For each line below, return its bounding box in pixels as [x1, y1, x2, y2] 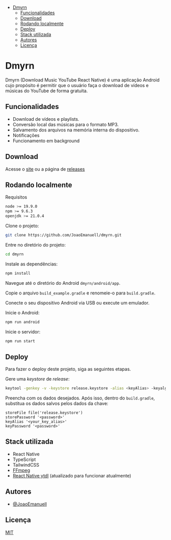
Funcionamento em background [12, 138, 80, 144]
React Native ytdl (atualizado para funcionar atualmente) [12, 472, 131, 478]
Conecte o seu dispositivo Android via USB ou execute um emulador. [5, 300, 150, 306]
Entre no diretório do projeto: [5, 241, 66, 248]
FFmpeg [12, 467, 31, 473]
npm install [5, 271, 31, 276]
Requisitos [5, 194, 27, 200]
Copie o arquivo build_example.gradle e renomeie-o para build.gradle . [5, 290, 156, 296]
